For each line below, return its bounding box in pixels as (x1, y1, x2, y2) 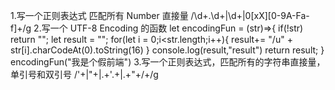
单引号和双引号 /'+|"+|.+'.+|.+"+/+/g (10, 69, 159, 80)
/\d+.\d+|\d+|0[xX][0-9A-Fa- (190, 10, 310, 21)
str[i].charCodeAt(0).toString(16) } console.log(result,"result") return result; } (10, 44, 325, 56)
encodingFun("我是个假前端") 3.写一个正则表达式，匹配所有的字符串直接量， (10, 56, 326, 68)
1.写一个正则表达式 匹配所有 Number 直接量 (10, 10, 189, 21)
